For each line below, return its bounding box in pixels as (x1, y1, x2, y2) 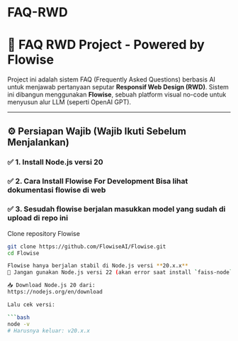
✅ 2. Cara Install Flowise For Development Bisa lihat (7, 177, 188, 186)
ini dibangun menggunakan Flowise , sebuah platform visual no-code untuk (7, 90, 227, 99)
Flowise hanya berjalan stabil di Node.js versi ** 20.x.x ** (7, 262, 189, 269)
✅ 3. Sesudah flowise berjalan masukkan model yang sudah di (7, 204, 226, 214)
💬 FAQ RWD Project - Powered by (7, 37, 205, 53)
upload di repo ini (7, 213, 69, 223)
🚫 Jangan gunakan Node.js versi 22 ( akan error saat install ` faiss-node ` (7, 269, 233, 276)
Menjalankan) (7, 136, 69, 148)
